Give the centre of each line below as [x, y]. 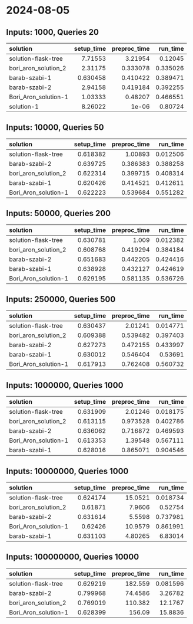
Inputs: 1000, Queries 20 [52, 32]
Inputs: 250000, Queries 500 [61, 300]
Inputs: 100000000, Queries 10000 [73, 557]
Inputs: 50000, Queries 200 [59, 213]
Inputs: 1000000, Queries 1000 [65, 385]
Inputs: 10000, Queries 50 [55, 128]
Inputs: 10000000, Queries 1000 [67, 471]
